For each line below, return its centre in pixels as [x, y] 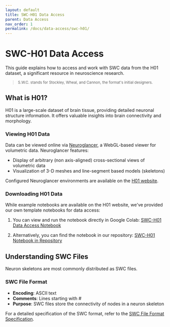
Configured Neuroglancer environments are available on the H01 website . [82, 181]
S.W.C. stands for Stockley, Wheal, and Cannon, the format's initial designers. [85, 83]
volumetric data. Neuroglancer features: [47, 150]
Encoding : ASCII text [35, 293]
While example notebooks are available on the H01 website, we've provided [84, 205]
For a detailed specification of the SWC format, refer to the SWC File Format [85, 313]
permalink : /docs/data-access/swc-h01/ [47, 29]
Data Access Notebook [37, 225]
